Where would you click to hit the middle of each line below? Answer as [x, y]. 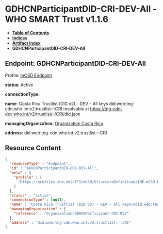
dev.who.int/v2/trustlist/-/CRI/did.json [43, 114]
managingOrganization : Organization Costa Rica [54, 123]
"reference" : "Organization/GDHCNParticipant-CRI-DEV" [72, 214]
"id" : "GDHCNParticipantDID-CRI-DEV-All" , [54, 168]
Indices [20, 38]
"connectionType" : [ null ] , [38, 200]
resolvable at [76, 108]
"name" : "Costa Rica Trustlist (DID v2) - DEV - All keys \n [73, 205]
